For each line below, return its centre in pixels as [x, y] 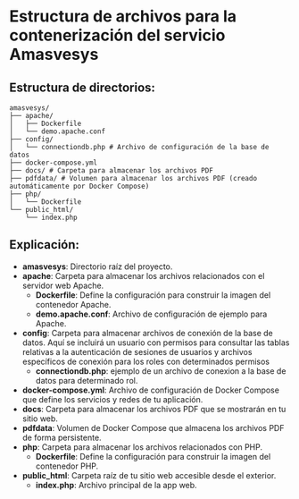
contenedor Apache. [73, 304]
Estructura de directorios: [83, 87]
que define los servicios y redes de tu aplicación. [112, 399]
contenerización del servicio [117, 35]
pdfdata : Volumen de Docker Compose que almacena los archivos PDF [153, 427]
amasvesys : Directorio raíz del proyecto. [97, 266]
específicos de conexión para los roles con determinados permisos [146, 361]
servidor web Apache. [63, 285]
